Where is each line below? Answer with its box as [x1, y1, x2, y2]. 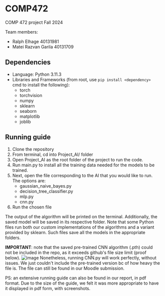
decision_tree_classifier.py [19, 188, 73, 194]
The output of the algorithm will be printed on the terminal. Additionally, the [5, 213, 158, 219]
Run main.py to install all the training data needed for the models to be [12, 162, 155, 168]
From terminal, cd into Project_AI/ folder [12, 151, 94, 157]
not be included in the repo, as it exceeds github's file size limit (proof [5, 249, 147, 255]
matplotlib [19, 113, 40, 119]
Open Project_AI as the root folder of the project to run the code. [12, 156, 143, 162]
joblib [19, 118, 31, 124]
